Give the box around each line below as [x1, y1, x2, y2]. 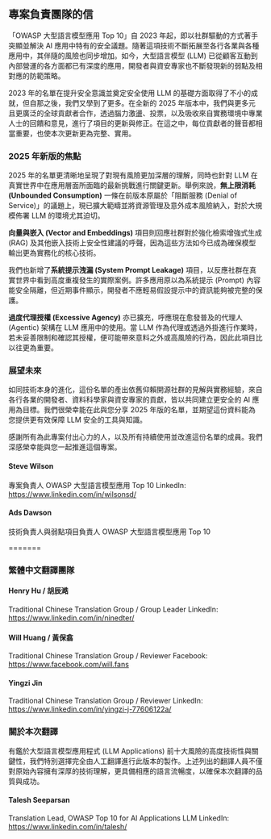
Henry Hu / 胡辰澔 [8, 586, 69, 595]
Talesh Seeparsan [8, 795, 70, 805]
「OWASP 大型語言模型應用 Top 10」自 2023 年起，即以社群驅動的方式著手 [8, 31, 258, 40]
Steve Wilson [8, 461, 54, 470]
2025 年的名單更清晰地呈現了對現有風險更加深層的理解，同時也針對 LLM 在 [8, 170, 258, 180]
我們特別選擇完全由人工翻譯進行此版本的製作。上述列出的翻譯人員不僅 [29, 756, 263, 766]
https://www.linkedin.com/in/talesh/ [8, 821, 127, 831]
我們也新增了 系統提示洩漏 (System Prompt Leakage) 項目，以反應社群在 [8, 265, 250, 275]
